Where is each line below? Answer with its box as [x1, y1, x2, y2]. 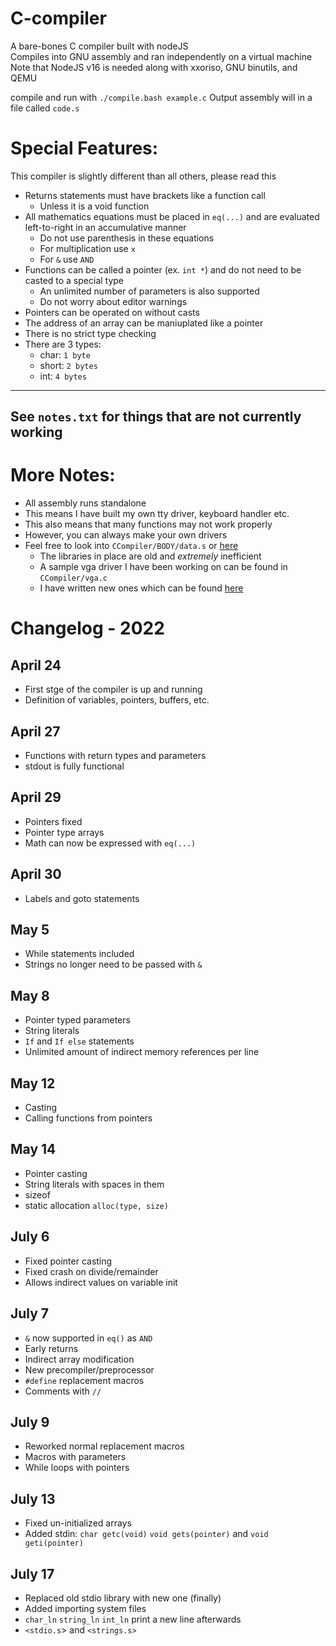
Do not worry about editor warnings [39, 295, 188, 307]
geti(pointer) [24, 1538, 84, 1549]
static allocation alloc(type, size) [24, 1199, 169, 1211]
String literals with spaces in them [24, 1178, 165, 1190]
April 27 [10, 723, 61, 740]
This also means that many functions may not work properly [24, 518, 273, 531]
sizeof [24, 1188, 51, 1201]
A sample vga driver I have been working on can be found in [39, 561, 288, 573]
